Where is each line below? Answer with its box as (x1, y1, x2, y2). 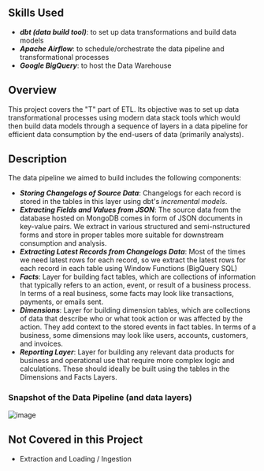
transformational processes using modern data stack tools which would (8, 113, 240, 122)
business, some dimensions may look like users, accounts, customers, (19, 331, 248, 340)
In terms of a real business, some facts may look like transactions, (19, 289, 234, 299)
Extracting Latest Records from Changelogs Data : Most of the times (19, 247, 246, 257)
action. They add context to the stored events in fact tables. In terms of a (19, 322, 256, 332)
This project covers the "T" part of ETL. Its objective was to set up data (8, 104, 240, 113)
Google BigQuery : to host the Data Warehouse (19, 61, 172, 70)
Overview (8, 83, 58, 97)
